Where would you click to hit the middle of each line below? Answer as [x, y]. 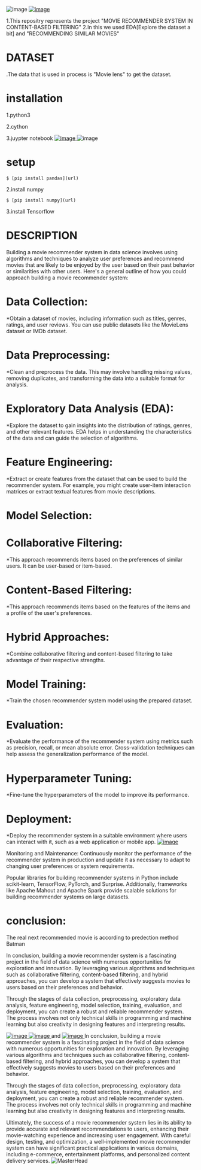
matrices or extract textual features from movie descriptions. [81, 491]
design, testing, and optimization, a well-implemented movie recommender [98, 1142]
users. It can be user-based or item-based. [59, 566]
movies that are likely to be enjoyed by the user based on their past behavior [100, 265]
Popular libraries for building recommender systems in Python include [92, 878]
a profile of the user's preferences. [49, 613]
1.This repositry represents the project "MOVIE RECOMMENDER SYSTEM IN [100, 21]
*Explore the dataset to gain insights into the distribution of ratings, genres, [99, 425]
